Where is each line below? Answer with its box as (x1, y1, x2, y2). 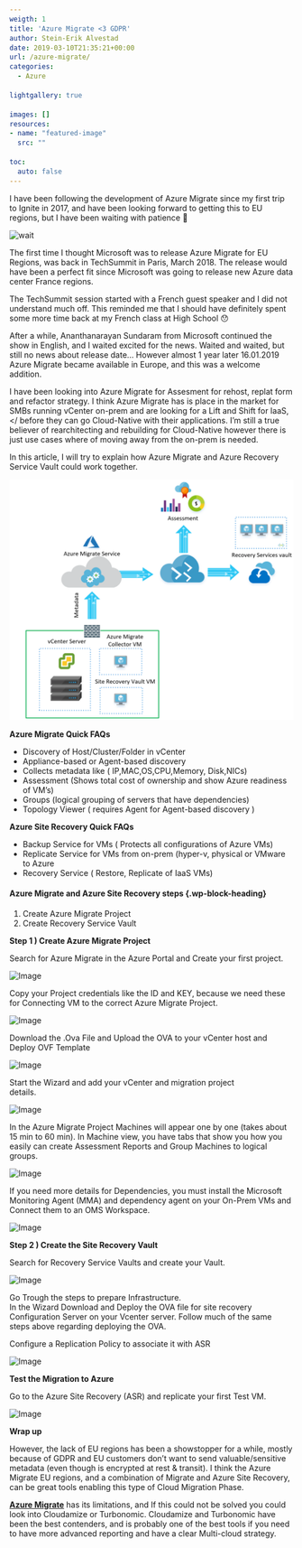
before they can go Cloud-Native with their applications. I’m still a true (19, 415, 279, 425)
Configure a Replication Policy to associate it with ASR (9, 1338, 211, 1349)
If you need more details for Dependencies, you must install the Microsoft (9, 1186, 282, 1197)
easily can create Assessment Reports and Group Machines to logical (9, 1141, 268, 1152)
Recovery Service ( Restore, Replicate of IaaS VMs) (22, 867, 214, 878)
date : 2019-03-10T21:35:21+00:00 (9, 43, 135, 52)
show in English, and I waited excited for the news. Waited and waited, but (9, 340, 286, 350)
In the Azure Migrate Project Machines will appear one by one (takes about (9, 1122, 288, 1133)
